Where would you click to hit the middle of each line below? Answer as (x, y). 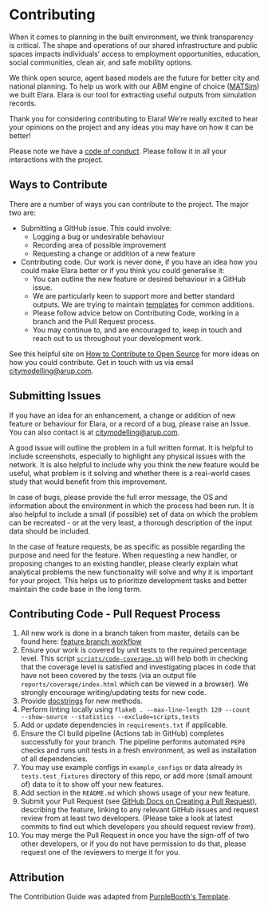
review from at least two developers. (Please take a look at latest (127, 818)
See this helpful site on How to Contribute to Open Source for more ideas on (134, 354)
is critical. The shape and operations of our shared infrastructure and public (134, 45)
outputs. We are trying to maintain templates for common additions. (143, 304)
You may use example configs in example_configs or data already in (131, 768)
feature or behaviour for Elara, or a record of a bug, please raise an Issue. (130, 423)
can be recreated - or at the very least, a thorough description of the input (131, 522)
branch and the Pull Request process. (94, 321)
